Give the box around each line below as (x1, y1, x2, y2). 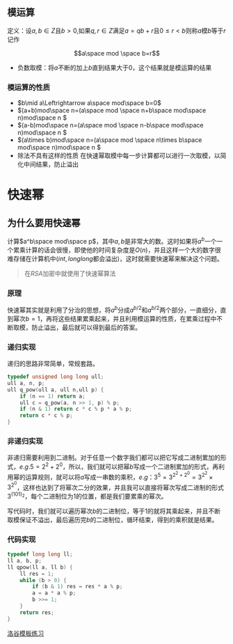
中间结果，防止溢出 (23, 160, 79, 168)
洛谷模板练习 (7, 629, 44, 637)
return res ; (19, 608, 54, 616)
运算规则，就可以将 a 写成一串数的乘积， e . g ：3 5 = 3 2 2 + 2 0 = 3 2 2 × (25, 470, 214, 481)
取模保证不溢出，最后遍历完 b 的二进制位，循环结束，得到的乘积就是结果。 (7, 515, 218, 524)
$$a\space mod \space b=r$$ (74, 49, 160, 57)
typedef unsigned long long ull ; (7, 373, 104, 381)
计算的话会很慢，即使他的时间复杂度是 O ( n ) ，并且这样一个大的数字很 (25, 246, 221, 254)
